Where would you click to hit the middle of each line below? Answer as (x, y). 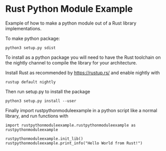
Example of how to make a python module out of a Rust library (71, 23)
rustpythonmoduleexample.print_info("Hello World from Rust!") (74, 143)
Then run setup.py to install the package (48, 91)
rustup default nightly (31, 82)
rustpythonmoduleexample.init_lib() (44, 139)
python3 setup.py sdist (31, 48)
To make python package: (33, 38)
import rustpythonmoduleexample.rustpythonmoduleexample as (71, 125)
